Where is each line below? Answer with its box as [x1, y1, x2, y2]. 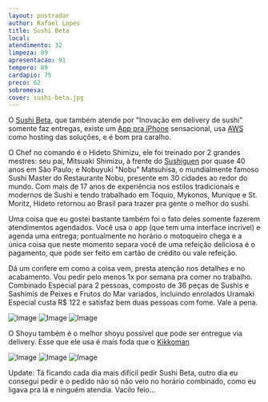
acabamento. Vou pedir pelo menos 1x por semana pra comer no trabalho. [8, 273, 254, 282]
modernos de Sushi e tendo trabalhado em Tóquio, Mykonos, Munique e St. [8, 190, 258, 200]
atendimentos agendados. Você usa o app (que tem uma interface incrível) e [8, 223, 261, 233]
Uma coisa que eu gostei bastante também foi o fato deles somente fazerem [8, 214, 261, 224]
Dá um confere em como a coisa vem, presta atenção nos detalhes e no [8, 264, 246, 273]
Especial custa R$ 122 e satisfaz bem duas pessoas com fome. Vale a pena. [8, 297, 258, 308]
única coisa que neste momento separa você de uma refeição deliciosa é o [8, 240, 256, 249]
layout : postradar [8, 11, 70, 20]
